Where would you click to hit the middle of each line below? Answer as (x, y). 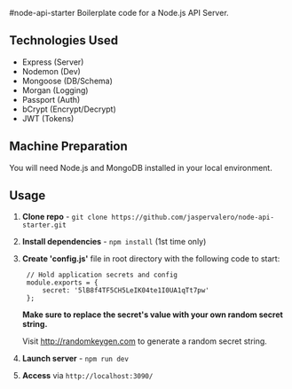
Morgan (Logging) (55, 90)
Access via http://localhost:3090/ (87, 376)
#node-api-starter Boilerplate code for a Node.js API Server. (119, 13)
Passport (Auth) (51, 99)
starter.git (44, 225)
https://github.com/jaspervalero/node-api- (193, 218)
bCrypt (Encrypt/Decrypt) (69, 109)
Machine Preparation (69, 147)
